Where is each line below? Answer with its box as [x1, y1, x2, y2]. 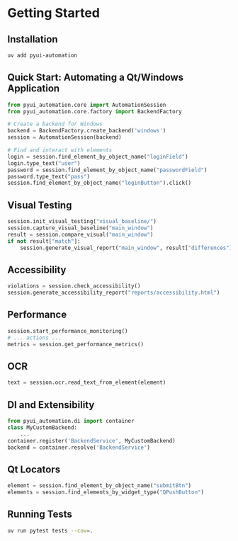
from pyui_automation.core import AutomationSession [7, 101, 166, 108]
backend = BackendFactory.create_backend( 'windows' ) [7, 127, 166, 135]
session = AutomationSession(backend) [7, 134, 122, 141]
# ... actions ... [7, 334, 62, 341]
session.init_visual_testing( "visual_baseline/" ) [7, 218, 157, 225]
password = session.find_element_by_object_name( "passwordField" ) [7, 166, 208, 173]
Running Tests [7, 508, 72, 520]
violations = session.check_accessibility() [7, 283, 141, 290]
